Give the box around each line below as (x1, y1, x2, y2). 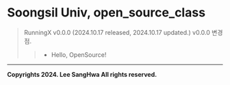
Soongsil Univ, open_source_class (7, 5, 206, 21)
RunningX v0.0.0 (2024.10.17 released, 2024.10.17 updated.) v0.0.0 (23, 28, 211, 36)
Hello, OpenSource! (51, 50, 107, 59)
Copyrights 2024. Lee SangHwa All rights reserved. (7, 70, 157, 78)
